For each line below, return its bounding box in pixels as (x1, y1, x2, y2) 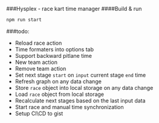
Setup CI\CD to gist (15, 110, 63, 117)
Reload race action (15, 39, 62, 46)
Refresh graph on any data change (15, 78, 102, 85)
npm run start (6, 17, 42, 23)
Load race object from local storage (15, 90, 105, 98)
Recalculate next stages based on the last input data (15, 96, 146, 104)
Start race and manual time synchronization (15, 103, 124, 110)
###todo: (6, 27, 30, 35)
